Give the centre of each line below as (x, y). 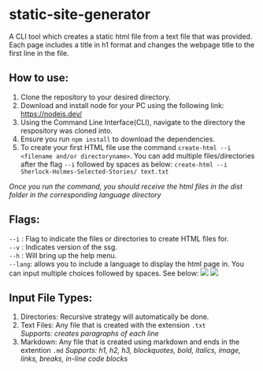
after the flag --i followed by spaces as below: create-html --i (124, 164)
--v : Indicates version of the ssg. (63, 247)
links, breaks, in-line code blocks (74, 359)
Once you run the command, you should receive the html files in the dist (126, 186)
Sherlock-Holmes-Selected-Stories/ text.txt (94, 171)
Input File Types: (51, 298)
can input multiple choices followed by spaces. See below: (104, 273)
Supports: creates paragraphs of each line (90, 334)
